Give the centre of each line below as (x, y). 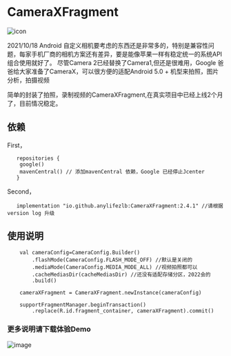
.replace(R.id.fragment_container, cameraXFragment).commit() (123, 311)
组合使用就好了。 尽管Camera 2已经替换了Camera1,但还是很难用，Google (112, 62)
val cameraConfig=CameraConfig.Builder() (80, 252)
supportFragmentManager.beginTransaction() (83, 305)
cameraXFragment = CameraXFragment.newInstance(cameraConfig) (111, 292)
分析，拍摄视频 (28, 79)
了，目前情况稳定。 (34, 103)
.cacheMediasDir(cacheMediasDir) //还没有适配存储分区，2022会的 (122, 274)
